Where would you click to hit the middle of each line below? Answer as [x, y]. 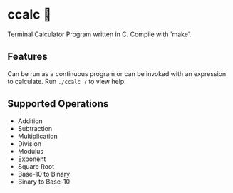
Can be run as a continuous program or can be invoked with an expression [117, 73]
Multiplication [38, 136]
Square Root [36, 166]
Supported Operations [58, 104]
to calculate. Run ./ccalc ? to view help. [67, 81]
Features [27, 57]
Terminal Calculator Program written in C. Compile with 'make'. [99, 34]
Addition [30, 121]
